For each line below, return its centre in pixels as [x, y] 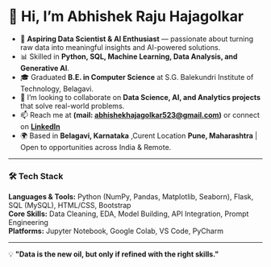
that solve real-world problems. [72, 106]
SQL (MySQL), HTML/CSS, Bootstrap [70, 206]
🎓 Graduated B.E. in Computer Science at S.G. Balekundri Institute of [137, 77]
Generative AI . [45, 68]
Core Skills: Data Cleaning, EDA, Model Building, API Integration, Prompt [129, 214]
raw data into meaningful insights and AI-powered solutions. [120, 47]
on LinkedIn [40, 126]
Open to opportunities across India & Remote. [96, 147]
